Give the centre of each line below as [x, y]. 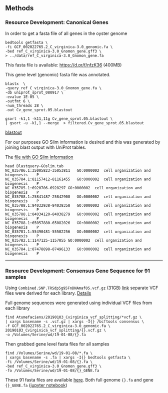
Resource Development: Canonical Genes [57, 22]
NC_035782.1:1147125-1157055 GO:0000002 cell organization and [73, 240]
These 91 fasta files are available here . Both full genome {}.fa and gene [79, 380]
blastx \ [15, 84]
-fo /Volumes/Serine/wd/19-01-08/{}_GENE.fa [52, 371]
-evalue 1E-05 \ [22, 97]
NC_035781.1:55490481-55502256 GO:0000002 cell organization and [78, 232]
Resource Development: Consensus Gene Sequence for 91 [77, 271]
